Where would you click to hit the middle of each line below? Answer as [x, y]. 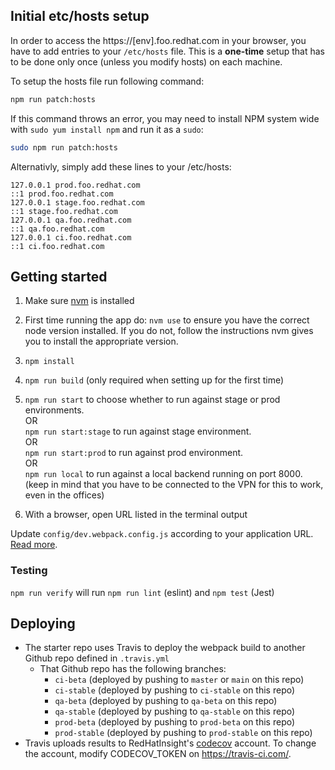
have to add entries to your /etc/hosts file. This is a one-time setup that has [167, 51]
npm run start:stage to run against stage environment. [138, 431]
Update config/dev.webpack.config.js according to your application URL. [162, 534]
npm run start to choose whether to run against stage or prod [152, 400]
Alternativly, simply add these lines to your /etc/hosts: [121, 166]
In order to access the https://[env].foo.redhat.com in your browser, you [158, 40]
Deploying [43, 624]
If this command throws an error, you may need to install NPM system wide [165, 118]
